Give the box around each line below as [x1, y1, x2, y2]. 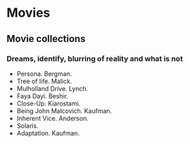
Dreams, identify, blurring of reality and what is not [6, 54, 183, 64]
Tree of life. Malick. [16, 77, 73, 85]
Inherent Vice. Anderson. [16, 114, 89, 122]
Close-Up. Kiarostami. [16, 99, 81, 108]
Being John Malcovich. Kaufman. [16, 106, 112, 115]
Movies [6, 5, 50, 21]
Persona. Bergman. [16, 69, 73, 78]
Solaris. [16, 121, 39, 130]
